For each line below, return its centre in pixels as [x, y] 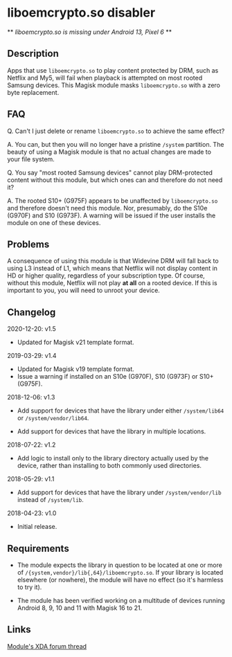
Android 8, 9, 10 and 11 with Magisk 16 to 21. [80, 608]
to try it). [29, 587]
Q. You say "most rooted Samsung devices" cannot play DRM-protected [110, 172]
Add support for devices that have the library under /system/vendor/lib [119, 492]
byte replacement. [33, 92]
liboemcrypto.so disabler [81, 13]
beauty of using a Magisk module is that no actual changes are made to [109, 152]
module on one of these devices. [54, 222]
